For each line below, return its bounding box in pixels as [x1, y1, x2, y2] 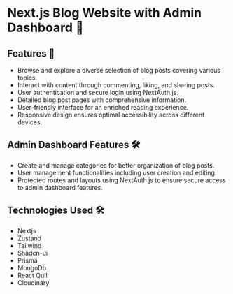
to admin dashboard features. [17, 183, 103, 191]
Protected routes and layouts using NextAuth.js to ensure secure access [17, 176, 226, 184]
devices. [17, 118, 43, 126]
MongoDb [17, 263, 47, 272]
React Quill [17, 271, 49, 279]
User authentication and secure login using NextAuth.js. [17, 89, 178, 96]
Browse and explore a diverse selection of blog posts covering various [17, 66, 221, 74]
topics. [17, 73, 38, 82]
